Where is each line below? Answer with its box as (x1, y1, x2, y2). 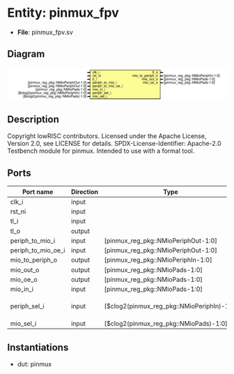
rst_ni (10, 207, 26, 216)
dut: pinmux (17, 360, 52, 368)
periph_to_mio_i (10, 236, 56, 245)
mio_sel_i (10, 319, 37, 327)
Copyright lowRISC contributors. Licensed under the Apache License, (7, 132, 207, 140)
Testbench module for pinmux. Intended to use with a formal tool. (7, 147, 195, 155)
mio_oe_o (10, 275, 38, 283)
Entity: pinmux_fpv (7, 5, 120, 21)
